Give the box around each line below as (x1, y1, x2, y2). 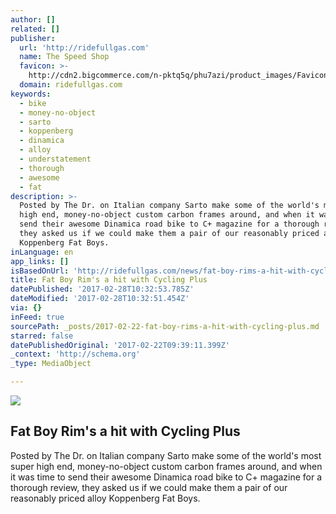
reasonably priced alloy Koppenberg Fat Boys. (10, 492, 201, 504)
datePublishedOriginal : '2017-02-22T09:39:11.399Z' (10, 340, 230, 350)
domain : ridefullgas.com (19, 80, 123, 90)
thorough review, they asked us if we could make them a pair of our (10, 481, 288, 493)
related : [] (10, 24, 60, 34)
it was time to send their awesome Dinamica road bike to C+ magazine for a (10, 471, 323, 483)
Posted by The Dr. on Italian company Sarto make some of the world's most (10, 449, 322, 461)
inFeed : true (10, 312, 65, 322)
